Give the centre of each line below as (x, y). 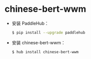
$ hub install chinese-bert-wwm (45, 52)
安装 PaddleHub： (30, 23)
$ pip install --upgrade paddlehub (48, 32)
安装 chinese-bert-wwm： (38, 42)
